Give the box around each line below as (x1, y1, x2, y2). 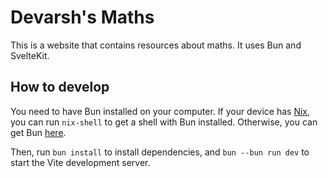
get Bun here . (10, 126, 67, 138)
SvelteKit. (10, 49, 50, 61)
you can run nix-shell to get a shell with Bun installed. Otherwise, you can (10, 116, 318, 128)
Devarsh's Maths (10, 6, 155, 29)
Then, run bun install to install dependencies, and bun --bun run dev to (10, 146, 310, 158)
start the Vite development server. (10, 156, 151, 168)
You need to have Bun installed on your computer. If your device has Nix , (10, 105, 311, 117)
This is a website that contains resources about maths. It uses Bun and (10, 39, 302, 51)
